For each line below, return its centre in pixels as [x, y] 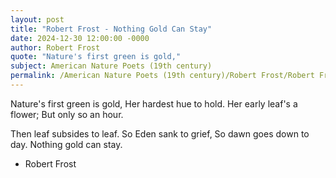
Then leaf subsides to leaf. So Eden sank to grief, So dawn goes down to [160, 133]
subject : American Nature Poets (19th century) [111, 66]
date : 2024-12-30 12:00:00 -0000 [80, 38]
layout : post [37, 19]
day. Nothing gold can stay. [66, 144]
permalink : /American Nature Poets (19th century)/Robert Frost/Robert [162, 76]
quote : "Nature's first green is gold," [96, 57]
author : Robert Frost [55, 47]
